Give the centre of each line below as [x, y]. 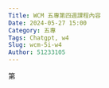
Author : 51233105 [37, 52]
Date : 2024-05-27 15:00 [48, 23]
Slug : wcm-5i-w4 [35, 45]
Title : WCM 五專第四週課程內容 [54, 15]
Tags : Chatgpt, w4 [39, 38]
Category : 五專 [32, 30]
